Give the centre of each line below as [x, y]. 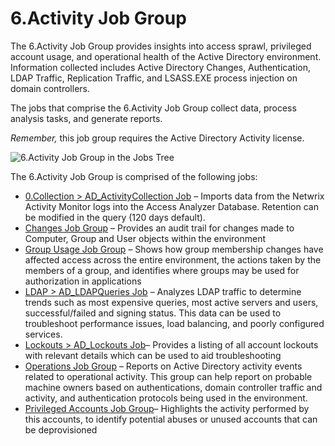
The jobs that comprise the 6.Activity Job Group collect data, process [153, 108]
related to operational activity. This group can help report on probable [168, 376]
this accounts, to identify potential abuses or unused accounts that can [171, 419]
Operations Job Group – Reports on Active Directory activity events [163, 366]
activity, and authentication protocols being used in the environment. [166, 398]
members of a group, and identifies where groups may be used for [162, 270]
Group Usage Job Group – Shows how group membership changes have [174, 249]
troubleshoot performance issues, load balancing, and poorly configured [174, 323]
